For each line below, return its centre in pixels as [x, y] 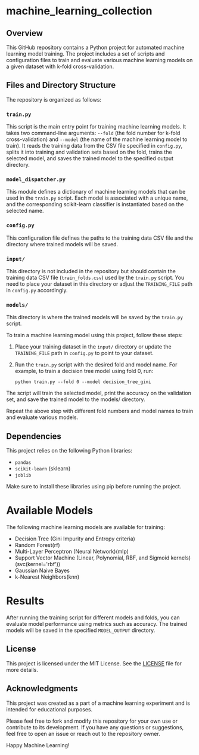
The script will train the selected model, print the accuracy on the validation [99, 393]
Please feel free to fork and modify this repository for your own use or [92, 721]
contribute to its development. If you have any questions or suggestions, [95, 727]
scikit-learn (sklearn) [43, 469]
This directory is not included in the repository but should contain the [91, 271]
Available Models [50, 511]
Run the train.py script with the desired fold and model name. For [96, 365]
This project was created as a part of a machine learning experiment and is [98, 703]
